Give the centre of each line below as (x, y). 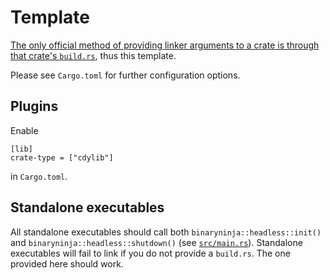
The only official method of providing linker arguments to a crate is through (165, 45)
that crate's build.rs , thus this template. (93, 55)
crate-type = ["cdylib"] (62, 157)
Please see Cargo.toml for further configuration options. (125, 75)
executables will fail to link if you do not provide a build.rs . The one (150, 253)
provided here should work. (67, 263)
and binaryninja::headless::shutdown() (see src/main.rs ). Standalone (156, 242)
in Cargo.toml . (39, 176)
